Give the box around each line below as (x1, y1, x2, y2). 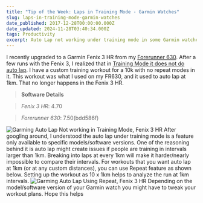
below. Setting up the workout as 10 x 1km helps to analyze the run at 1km (6, 171, 189, 178)
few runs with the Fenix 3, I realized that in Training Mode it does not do (6, 60, 185, 67)
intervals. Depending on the (6, 178, 193, 184)
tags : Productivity (6, 31, 56, 37)
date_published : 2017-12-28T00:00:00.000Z (6, 20, 115, 26)
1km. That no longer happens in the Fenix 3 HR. (6, 79, 124, 86)
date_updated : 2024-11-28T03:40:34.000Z (6, 25, 110, 32)
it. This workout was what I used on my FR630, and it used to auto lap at (6, 73, 186, 80)
